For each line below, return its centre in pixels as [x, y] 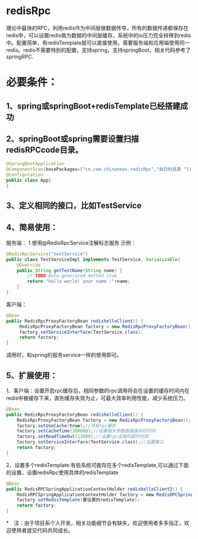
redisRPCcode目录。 [45, 149]
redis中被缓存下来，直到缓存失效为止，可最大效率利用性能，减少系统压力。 [97, 398]
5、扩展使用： [32, 375]
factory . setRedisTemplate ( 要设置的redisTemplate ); [78, 500]
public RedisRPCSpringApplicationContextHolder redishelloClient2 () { [95, 489]
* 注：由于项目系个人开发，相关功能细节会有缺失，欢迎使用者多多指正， [95, 523]
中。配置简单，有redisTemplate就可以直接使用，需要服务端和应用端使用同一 [98, 42]
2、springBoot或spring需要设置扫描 [72, 139]
